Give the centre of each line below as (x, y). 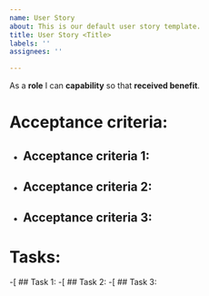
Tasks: (35, 257)
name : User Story (42, 18)
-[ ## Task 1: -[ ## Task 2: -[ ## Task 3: (83, 282)
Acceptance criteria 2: (87, 187)
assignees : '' (36, 52)
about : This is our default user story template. (105, 26)
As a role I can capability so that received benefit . (104, 86)
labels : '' (30, 43)
